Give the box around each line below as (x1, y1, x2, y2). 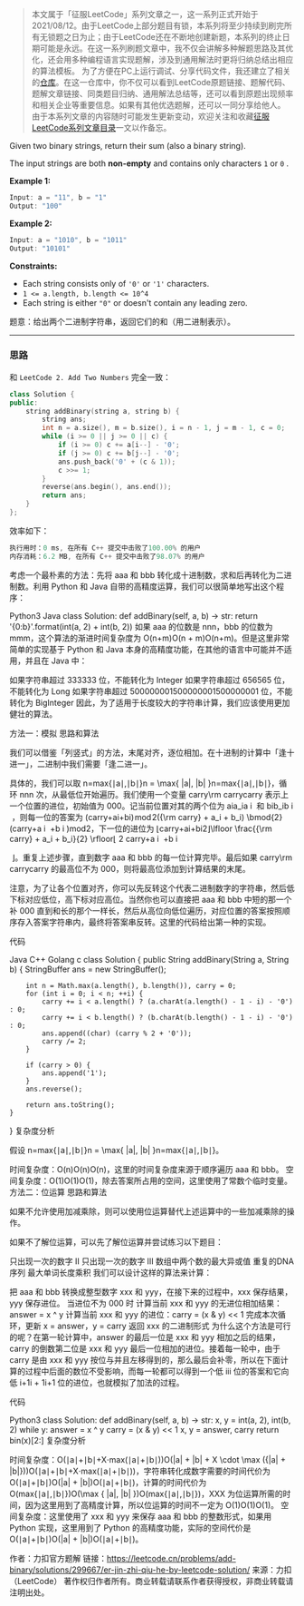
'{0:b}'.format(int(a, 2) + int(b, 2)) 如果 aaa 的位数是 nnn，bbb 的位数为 (9, 621, 273, 632)
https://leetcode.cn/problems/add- (106, 1552, 237, 1563)
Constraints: (9, 260, 58, 271)
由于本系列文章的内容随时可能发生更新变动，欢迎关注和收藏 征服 (31, 111, 270, 122)
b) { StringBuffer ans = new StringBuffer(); (9, 964, 166, 974)
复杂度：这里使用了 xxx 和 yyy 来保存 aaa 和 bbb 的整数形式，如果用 (16, 1511, 272, 1522)
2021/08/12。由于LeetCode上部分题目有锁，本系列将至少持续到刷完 (31, 20, 285, 31)
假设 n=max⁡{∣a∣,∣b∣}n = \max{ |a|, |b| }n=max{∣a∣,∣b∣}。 (9, 1144, 224, 1155)
